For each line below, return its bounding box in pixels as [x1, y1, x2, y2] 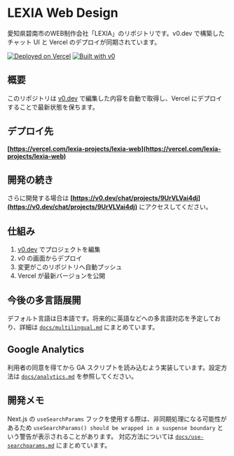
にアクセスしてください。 [139, 202, 212, 211]
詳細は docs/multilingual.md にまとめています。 [19, 323, 159, 331]
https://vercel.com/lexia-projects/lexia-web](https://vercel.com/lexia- [9, 144, 221, 152]
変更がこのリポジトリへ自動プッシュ [17, 263, 123, 271]
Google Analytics [7, 344, 85, 356]
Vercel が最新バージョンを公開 [17, 272, 106, 280]
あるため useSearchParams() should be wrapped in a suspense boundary [7, 423, 216, 431]
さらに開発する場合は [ [7, 194, 74, 202]
